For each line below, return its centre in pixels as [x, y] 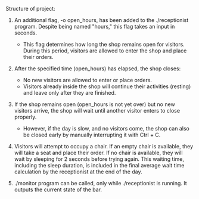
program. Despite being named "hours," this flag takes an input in [94, 27]
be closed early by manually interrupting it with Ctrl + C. [92, 135]
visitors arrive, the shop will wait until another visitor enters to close [97, 111]
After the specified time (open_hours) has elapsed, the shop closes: [97, 69]
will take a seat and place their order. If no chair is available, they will [98, 153]
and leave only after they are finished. [69, 93]
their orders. [38, 57]
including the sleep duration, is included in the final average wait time [99, 165]
